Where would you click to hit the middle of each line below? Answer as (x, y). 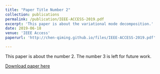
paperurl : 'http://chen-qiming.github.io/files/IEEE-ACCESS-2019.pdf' (81, 38)
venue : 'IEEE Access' (28, 33)
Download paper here (28, 66)
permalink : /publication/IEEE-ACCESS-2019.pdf (55, 19)
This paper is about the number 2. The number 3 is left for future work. (78, 56)
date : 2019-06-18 (23, 28)
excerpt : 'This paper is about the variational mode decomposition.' (79, 24)
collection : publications (32, 14)
